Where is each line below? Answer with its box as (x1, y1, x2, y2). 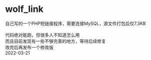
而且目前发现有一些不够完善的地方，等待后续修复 (5, 38, 106, 44)
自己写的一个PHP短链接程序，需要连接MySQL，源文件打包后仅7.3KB (5, 20, 146, 26)
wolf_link (5, 3, 44, 15)
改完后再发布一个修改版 (5, 44, 53, 50)
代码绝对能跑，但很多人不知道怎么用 (5, 32, 80, 38)
